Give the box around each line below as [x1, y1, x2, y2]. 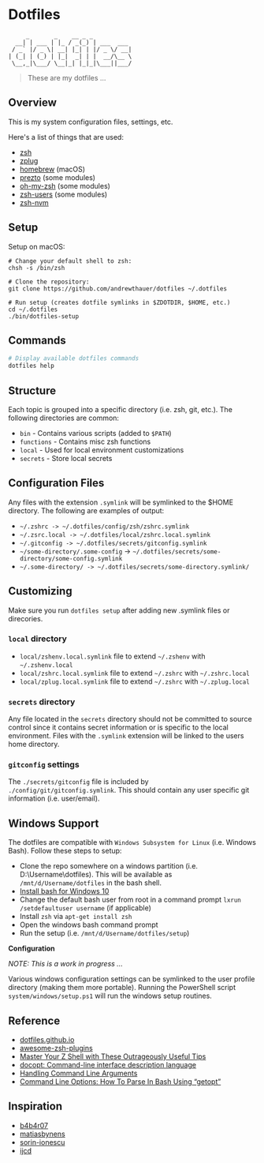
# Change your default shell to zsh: [8, 257, 132, 265]
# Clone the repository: [8, 278, 90, 286]
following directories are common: [8, 413, 120, 422]
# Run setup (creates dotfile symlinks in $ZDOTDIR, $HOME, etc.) [8, 298, 231, 306]
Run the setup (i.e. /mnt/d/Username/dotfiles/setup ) [19, 929, 190, 938]
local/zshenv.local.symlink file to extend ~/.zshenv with [19, 651, 206, 661]
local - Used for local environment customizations [19, 445, 184, 455]
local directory [8, 633, 67, 644]
